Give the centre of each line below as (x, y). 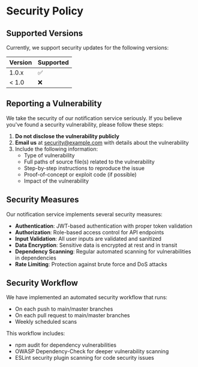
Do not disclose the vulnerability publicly (67, 136)
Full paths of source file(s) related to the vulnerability (89, 162)
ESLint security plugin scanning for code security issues (84, 358)
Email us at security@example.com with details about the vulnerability (102, 142)
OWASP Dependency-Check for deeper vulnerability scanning (92, 351)
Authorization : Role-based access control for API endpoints (89, 232)
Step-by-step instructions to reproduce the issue (84, 168)
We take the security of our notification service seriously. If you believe (94, 118)
